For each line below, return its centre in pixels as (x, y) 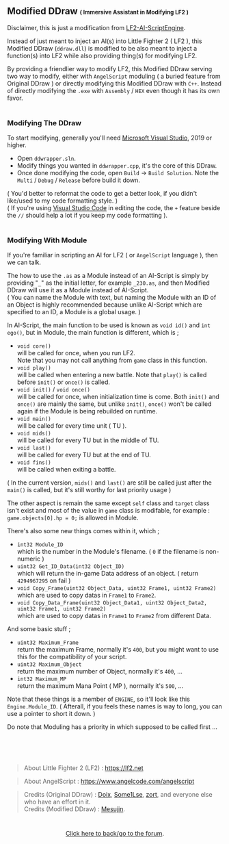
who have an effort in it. (57, 802)
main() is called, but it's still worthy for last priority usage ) (89, 490)
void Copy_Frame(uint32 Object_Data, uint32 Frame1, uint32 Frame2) (117, 589)
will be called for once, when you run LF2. (76, 353)
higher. (17, 145)
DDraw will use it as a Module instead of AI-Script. (78, 290)
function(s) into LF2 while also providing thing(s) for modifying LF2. (102, 55)
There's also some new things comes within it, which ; (83, 531)
